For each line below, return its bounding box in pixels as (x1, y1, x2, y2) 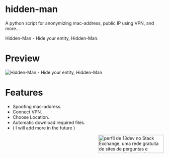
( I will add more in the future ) (12, 124, 75, 131)
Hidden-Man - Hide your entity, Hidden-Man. (5, 35, 99, 41)
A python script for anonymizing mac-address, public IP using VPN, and (5, 20, 154, 26)
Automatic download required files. (12, 119, 86, 125)
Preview (5, 53, 40, 64)
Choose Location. (12, 114, 49, 120)
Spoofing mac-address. (12, 103, 62, 109)
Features (5, 87, 43, 98)
